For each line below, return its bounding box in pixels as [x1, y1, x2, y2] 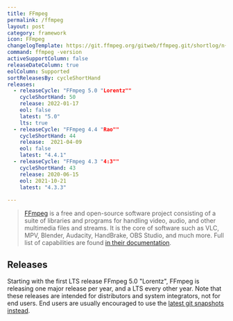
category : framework [7, 29, 67, 37]
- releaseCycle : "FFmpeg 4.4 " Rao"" [13, 126, 119, 133]
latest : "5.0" [19, 113, 60, 120]
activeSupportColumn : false [7, 55, 89, 62]
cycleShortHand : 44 [19, 132, 76, 139]
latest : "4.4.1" [19, 152, 67, 159]
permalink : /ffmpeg [7, 17, 64, 24]
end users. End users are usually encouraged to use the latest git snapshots [7, 299, 224, 307]
